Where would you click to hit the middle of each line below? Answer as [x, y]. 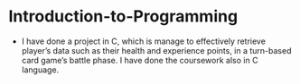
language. [40, 70]
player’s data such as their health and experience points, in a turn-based [156, 50]
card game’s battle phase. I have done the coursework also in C [140, 60]
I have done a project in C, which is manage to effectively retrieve [143, 41]
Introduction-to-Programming [123, 17]
